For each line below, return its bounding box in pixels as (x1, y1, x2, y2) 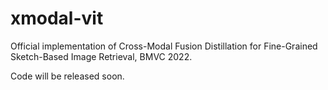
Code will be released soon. (10, 70, 125, 82)
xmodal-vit (10, 7, 104, 30)
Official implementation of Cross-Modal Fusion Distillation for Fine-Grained (10, 40, 318, 52)
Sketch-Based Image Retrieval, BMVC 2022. (10, 50, 193, 62)
